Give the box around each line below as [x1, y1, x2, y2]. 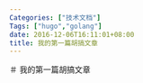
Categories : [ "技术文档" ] [9, 13, 102, 23]
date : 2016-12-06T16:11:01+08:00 [9, 30, 135, 39]
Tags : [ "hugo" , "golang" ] [9, 22, 103, 31]
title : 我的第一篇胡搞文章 [9, 38, 99, 48]
